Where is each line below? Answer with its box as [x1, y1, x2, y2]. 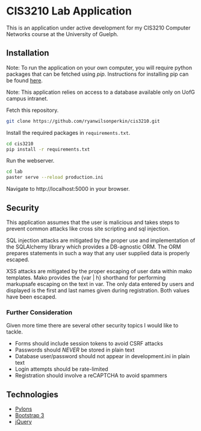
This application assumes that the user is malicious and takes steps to [6, 219, 180, 226]
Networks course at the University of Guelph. [6, 30, 119, 37]
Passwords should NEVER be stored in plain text [14, 346, 135, 353]
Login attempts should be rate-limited [14, 365, 108, 373]
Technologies [6, 389, 59, 400]
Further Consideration [6, 308, 73, 317]
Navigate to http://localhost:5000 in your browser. [6, 185, 131, 193]
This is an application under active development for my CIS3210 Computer [6, 24, 191, 31]
